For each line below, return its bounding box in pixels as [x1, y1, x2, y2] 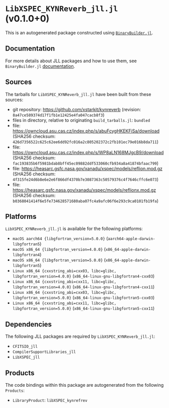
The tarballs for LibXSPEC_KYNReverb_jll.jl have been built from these [5, 91, 151, 97]
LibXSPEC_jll [12, 355, 40, 360]
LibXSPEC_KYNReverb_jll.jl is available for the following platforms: [5, 225, 143, 232]
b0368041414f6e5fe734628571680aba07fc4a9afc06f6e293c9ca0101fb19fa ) [12, 198, 159, 204]
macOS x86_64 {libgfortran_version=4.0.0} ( [12, 246, 106, 252]
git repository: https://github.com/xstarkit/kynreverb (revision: [12, 106, 141, 112]
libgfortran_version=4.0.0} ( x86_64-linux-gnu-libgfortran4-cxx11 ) [12, 284, 155, 290]
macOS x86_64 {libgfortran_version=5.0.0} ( [12, 257, 106, 263]
